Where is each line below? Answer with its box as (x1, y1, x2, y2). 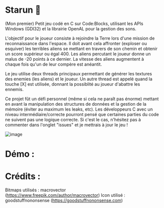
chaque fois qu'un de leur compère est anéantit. (5, 61, 102, 67)
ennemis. (5, 86, 23, 92)
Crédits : (5, 171, 41, 182)
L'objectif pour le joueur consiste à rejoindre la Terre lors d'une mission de (5, 35, 155, 41)
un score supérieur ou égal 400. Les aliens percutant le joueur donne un (5, 51, 151, 57)
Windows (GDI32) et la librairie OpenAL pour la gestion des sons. (5, 25, 137, 31)
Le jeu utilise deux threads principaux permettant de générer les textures (5, 70, 152, 76)
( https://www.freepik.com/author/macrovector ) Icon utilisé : (5, 192, 126, 198)
